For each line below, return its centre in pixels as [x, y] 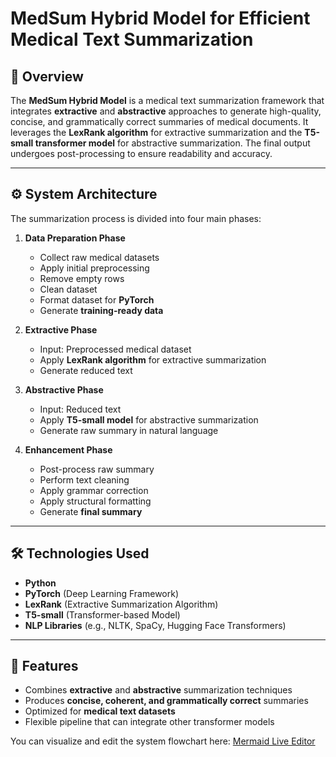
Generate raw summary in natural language [129, 430]
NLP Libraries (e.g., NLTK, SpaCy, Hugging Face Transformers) [155, 625]
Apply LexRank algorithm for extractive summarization [153, 359]
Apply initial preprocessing [94, 268]
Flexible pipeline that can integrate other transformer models [149, 722]
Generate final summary [91, 511]
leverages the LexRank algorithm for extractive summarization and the [156, 132]
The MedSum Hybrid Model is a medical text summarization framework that [167, 100]
